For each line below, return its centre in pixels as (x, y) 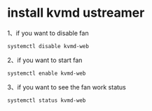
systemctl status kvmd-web (47, 100)
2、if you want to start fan (45, 60)
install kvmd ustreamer (76, 13)
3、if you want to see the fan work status (67, 87)
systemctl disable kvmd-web (48, 46)
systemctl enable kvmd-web (47, 73)
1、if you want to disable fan (48, 33)
